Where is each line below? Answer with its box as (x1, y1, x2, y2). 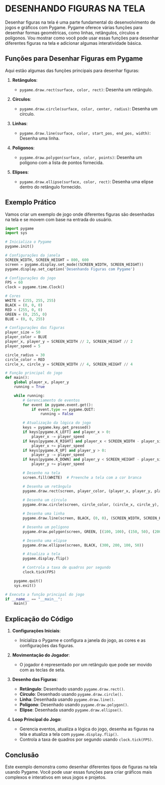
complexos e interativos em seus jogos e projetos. (5, 774, 107, 780)
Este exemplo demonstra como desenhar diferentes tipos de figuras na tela (5, 764, 157, 770)
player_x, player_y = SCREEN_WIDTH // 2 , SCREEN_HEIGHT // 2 (5, 339, 133, 344)
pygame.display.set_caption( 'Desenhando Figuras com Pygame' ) (5, 266, 135, 271)
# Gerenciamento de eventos (23, 397, 80, 403)
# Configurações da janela (5, 253, 60, 258)
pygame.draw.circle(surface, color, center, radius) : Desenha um (19, 105, 158, 111)
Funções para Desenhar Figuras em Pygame (5, 55, 143, 63)
